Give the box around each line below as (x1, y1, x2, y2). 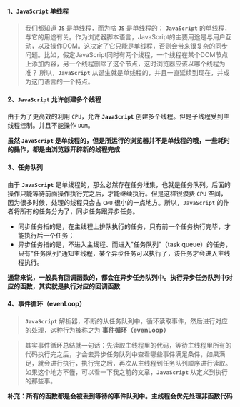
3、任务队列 (7, 163, 44, 171)
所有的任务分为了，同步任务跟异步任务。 (19, 207, 139, 216)
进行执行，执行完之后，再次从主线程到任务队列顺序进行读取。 (49, 358, 232, 367)
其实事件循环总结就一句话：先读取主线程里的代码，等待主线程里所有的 (24, 341, 232, 349)
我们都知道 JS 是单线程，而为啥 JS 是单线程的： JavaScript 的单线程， (24, 24, 231, 32)
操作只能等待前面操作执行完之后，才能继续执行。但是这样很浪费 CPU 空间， (7, 189, 227, 198)
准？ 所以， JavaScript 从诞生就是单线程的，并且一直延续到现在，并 (24, 69, 224, 77)
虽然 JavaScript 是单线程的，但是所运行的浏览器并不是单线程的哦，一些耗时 (7, 136, 231, 145)
